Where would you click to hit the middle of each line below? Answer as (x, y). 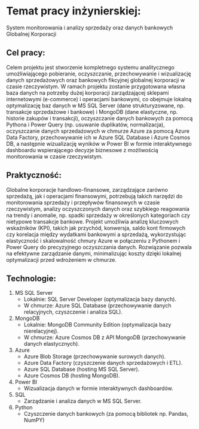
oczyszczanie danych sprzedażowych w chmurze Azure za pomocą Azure (98, 131)
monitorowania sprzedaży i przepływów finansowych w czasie (83, 203)
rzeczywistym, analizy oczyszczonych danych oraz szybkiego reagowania (98, 209)
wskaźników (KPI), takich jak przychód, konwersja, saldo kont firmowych (96, 228)
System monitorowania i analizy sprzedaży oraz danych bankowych (90, 28)
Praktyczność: (34, 175)
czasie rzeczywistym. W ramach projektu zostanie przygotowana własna (96, 86)
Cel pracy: (26, 53)
